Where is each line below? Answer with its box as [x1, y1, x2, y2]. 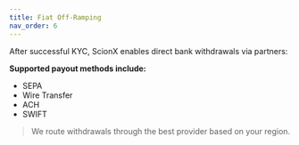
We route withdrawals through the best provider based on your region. [30, 125, 291, 136]
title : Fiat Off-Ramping [9, 12, 102, 22]
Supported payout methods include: [9, 63, 146, 74]
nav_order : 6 [9, 21, 58, 30]
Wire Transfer [21, 90, 73, 101]
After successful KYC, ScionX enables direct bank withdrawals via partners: [9, 45, 288, 56]
